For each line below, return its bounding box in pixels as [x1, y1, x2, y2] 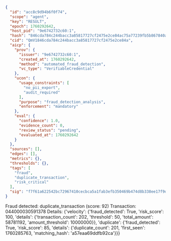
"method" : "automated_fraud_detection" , [18, 62, 106, 67]
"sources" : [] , [10, 146, 42, 152]
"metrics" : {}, [10, 156, 42, 161]
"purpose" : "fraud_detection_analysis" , [18, 99, 106, 104]
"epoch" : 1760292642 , [10, 23, 56, 29]
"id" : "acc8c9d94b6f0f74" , [10, 9, 67, 15]
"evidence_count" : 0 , [18, 123, 65, 128]
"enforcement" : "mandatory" [18, 104, 79, 109]
